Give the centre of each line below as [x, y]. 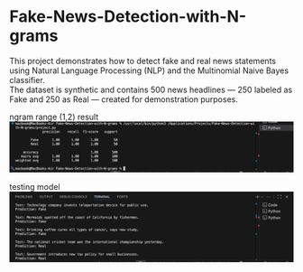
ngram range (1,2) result [54, 117]
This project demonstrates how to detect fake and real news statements [143, 61]
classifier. [27, 80]
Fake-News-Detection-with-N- [128, 17]
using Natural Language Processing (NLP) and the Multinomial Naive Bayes [149, 70]
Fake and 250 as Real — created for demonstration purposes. [124, 99]
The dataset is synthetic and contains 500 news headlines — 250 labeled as [151, 89]
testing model [35, 187]
